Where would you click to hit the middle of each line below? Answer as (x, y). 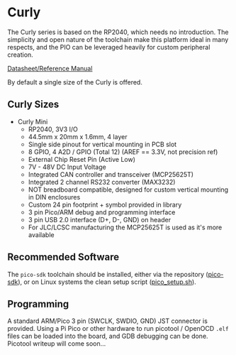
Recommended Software (63, 257)
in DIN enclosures (54, 197)
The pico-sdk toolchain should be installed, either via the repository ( (108, 274)
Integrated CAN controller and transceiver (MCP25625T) (111, 174)
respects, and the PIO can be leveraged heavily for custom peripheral (109, 47)
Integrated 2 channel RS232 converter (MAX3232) (102, 182)
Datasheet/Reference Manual (50, 68)
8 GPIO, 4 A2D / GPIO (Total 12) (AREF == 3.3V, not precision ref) (123, 152)
